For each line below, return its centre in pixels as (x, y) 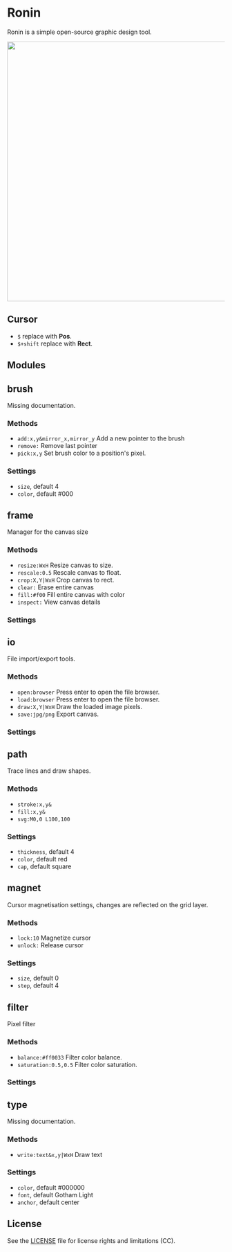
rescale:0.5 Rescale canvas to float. (69, 572)
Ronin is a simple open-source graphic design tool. (79, 32)
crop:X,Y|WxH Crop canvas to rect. (66, 580)
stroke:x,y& (34, 805)
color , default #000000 (51, 1187)
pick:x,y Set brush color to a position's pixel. (81, 453)
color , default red (42, 859)
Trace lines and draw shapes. (49, 771)
